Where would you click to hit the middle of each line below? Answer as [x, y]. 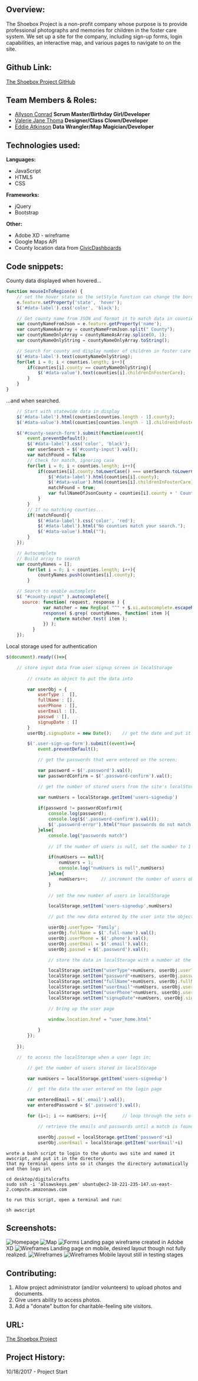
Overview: [26, 10]
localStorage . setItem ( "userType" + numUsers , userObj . [114, 971]
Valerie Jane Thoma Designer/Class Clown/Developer [81, 121]
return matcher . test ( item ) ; [90, 619]
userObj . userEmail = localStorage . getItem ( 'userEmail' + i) [110, 1142]
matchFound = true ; [72, 488]
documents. [29, 1294]
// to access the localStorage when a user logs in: [84, 1057]
